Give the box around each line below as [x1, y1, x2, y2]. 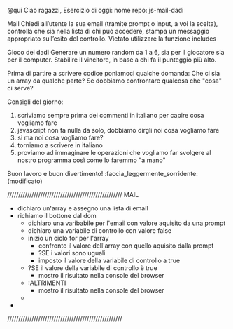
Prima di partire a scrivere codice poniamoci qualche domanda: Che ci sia [7, 69, 220, 77]
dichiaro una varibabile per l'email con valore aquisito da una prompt [27, 219, 226, 227]
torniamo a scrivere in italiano [17, 141, 103, 149]
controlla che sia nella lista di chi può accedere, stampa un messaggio [7, 27, 210, 35]
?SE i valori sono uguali [38, 249, 106, 257]
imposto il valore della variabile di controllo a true [38, 256, 181, 264]
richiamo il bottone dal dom [17, 212, 97, 220]
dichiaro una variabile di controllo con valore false [27, 227, 172, 234]
